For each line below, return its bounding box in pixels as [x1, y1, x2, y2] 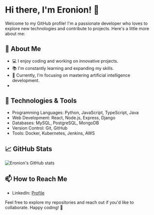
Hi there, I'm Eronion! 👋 [5, 4, 99, 16]
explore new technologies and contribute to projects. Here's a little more [5, 25, 149, 31]
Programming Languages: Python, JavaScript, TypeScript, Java [12, 109, 139, 116]
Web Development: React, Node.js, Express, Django [12, 115, 116, 120]
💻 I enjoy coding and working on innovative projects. [12, 58, 119, 64]
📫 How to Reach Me [5, 175, 67, 183]
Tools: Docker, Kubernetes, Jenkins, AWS [12, 130, 95, 136]
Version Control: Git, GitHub [12, 125, 68, 131]
